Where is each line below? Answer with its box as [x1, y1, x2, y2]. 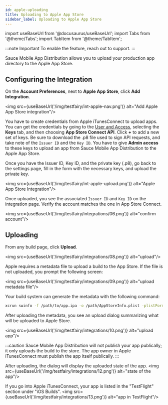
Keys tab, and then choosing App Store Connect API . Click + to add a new [5, 129, 159, 136]
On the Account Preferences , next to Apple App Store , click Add [5, 88, 140, 94]
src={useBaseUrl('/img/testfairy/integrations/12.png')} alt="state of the [5, 368, 151, 374]
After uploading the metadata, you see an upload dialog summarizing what [5, 312, 159, 318]
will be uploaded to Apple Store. [5, 317, 71, 324]
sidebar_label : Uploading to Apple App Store [5, 17, 101, 22]
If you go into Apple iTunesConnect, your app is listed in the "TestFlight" [5, 383, 154, 389]
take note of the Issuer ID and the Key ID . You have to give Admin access [5, 140, 158, 146]
